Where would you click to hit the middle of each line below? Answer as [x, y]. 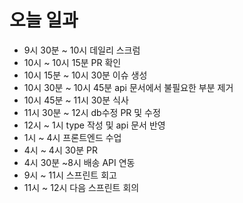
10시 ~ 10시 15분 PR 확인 [72, 62]
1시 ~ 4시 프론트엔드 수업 [72, 137]
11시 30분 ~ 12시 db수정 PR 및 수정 [92, 112]
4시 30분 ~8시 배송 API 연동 [79, 162]
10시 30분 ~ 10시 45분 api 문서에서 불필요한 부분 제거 [128, 87]
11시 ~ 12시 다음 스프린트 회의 [81, 187]
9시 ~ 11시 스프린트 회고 [70, 175]
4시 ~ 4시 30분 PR [60, 150]
